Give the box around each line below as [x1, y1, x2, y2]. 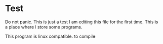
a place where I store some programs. [5, 24, 82, 29]
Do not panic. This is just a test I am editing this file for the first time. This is [5, 19, 159, 25]
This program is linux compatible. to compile [5, 33, 95, 39]
